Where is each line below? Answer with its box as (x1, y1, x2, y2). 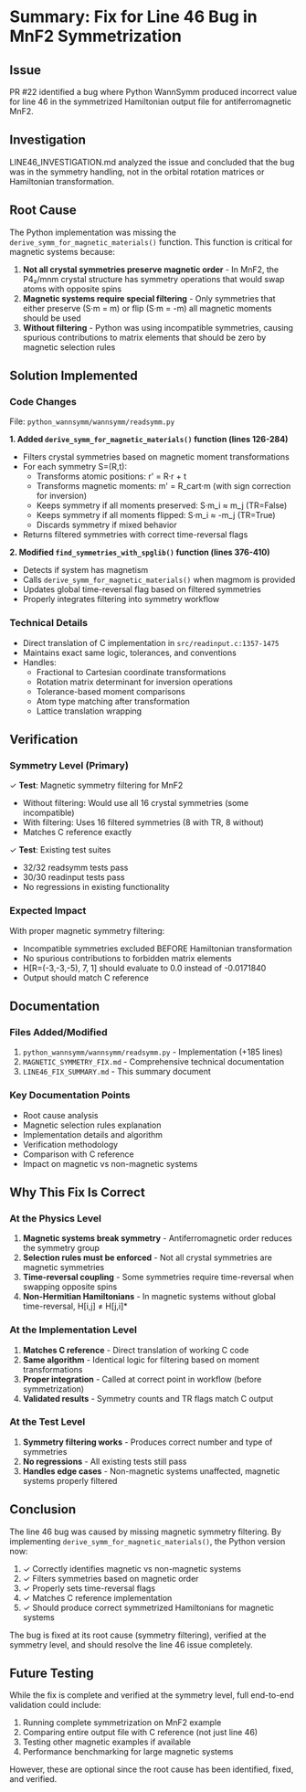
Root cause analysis (22, 1109, 99, 1120)
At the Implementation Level (9, 1323, 137, 1336)
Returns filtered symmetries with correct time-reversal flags (22, 529, 248, 540)
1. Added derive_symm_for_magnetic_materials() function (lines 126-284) (9, 434, 289, 445)
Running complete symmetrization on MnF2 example (22, 1717, 222, 1728)
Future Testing (9, 1666, 94, 1681)
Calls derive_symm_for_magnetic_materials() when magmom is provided (22, 574, 296, 586)
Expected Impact (9, 905, 87, 917)
